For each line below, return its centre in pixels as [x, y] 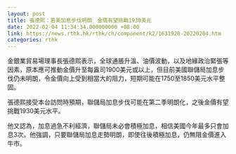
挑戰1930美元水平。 [36, 111]
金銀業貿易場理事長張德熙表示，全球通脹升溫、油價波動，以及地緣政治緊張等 [118, 61]
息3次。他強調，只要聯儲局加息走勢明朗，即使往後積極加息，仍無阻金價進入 [117, 135]
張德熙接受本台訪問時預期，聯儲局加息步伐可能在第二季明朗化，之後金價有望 [118, 102]
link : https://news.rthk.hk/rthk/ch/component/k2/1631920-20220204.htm [114, 33]
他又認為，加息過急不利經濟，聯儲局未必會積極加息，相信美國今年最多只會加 [118, 126]
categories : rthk [33, 40]
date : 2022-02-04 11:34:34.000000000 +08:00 [73, 27]
